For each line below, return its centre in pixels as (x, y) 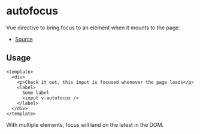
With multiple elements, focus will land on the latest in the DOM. (85, 124)
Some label (36, 93)
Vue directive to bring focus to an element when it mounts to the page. (93, 28)
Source (24, 39)
